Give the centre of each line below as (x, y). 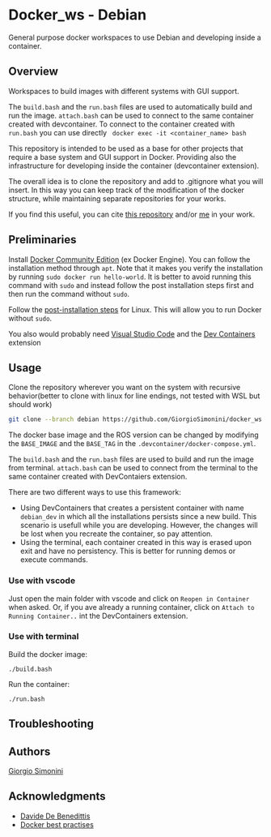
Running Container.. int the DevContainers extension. (98, 616)
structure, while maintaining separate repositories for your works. (117, 198)
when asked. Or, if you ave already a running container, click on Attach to (131, 607)
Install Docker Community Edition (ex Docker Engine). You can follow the (129, 259)
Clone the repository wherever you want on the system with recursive (125, 388)
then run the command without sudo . (69, 294)
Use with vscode (42, 581)
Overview (34, 72)
